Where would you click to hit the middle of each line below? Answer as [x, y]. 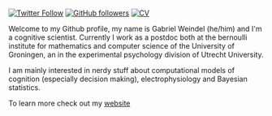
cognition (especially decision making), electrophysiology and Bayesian [128, 79]
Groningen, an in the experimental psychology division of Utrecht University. [136, 54]
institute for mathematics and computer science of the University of [122, 45]
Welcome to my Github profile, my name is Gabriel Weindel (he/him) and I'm [135, 28]
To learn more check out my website [69, 103]
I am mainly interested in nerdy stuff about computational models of [122, 70]
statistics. [24, 87]
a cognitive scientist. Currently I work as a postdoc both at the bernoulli [128, 37]
